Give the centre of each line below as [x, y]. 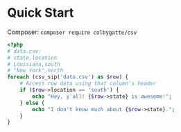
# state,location [32, 58]
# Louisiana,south [34, 64]
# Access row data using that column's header [88, 84]
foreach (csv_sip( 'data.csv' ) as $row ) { [68, 77]
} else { [32, 103]
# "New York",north [35, 71]
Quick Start [41, 13]
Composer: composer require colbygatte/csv [72, 32]
